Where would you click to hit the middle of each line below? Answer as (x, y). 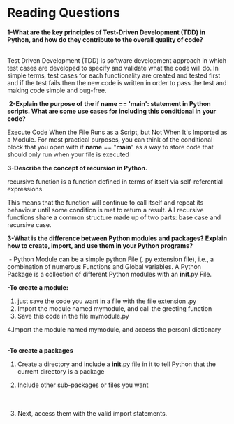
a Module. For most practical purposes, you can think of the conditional (110, 139)
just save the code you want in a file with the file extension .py (107, 301)
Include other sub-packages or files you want (83, 385)
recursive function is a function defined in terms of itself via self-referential (115, 181)
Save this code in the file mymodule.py (73, 316)
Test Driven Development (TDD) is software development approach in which (117, 60)
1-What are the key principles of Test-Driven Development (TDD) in (107, 32)
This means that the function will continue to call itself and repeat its (105, 202)
